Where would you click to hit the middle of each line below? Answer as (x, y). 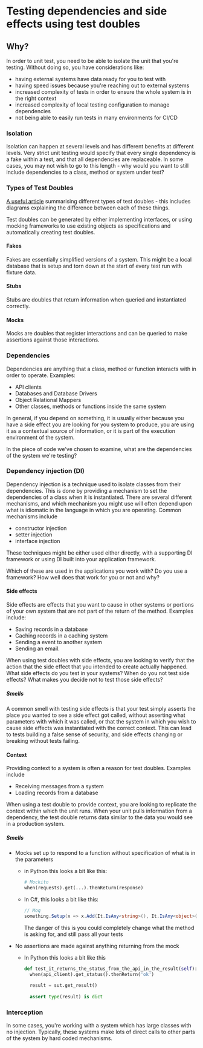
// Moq (32, 910)
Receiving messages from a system (59, 786)
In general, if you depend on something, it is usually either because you (95, 418)
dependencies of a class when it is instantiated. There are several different (99, 497)
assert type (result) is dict (66, 997)
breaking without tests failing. (43, 740)
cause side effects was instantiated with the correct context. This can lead (99, 728)
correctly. (18, 306)
